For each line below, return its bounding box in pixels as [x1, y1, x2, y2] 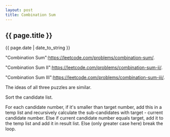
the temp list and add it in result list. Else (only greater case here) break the [5, 121, 163, 127]
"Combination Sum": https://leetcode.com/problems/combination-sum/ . [5, 55, 155, 61]
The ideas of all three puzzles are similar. [5, 84, 92, 90]
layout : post [5, 7, 33, 13]
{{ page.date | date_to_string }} [5, 44, 70, 51]
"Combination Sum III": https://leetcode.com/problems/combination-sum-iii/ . [5, 75, 165, 81]
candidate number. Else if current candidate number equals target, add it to [5, 115, 163, 121]
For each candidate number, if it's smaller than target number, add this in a [5, 104, 162, 110]
